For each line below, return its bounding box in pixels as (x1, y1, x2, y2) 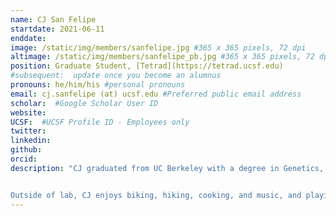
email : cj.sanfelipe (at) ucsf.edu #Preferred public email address (10, 89, 302, 99)
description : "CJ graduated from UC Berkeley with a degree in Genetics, (10, 163, 325, 173)
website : (10, 107, 47, 118)
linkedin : (10, 136, 52, 146)
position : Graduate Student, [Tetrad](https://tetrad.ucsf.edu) (10, 61, 284, 71)
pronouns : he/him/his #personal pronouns (10, 80, 186, 90)
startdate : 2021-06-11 (10, 24, 105, 34)
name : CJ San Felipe (10, 14, 97, 25)
